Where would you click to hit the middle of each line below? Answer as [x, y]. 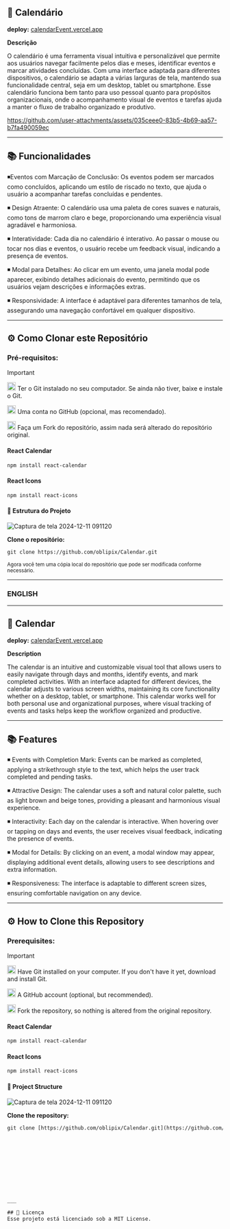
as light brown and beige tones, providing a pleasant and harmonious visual [114, 801]
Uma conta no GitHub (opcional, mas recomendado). [91, 412]
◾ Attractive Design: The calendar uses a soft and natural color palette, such [114, 791]
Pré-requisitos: [33, 358]
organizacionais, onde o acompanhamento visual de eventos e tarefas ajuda [115, 100]
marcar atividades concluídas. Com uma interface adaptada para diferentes [114, 70]
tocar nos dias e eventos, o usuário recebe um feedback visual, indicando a [114, 249]
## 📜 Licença [26, 1213]
